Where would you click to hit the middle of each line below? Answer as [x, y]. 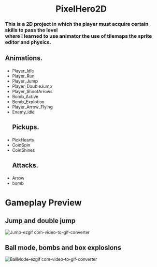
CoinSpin [21, 145]
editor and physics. [28, 42]
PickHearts [23, 140]
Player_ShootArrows [32, 91]
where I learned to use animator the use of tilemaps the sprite [78, 36]
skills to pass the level [31, 30]
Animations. [24, 58]
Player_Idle [23, 71]
